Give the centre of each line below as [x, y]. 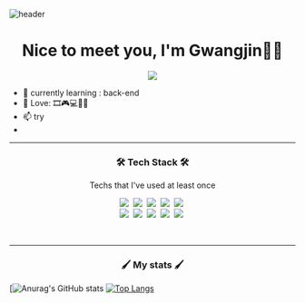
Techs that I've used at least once [152, 185]
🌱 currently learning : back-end [81, 93]
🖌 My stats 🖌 [152, 265]
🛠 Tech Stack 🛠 [152, 161]
